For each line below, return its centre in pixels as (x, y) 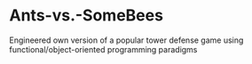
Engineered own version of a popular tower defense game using (126, 40)
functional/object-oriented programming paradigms (103, 49)
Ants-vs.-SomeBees (87, 16)
